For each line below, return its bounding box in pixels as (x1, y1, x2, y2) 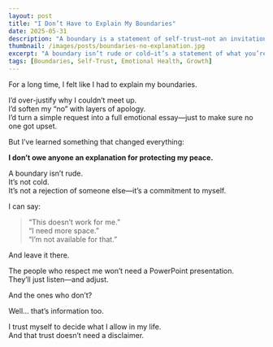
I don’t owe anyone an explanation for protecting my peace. (8, 152, 214, 163)
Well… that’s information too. (8, 306, 104, 315)
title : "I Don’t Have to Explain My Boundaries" (8, 20, 176, 28)
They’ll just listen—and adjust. (8, 274, 109, 284)
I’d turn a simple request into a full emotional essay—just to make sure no (8, 112, 253, 122)
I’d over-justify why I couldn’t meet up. (8, 95, 137, 105)
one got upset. (8, 121, 58, 131)
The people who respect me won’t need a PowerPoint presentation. (8, 266, 234, 275)
